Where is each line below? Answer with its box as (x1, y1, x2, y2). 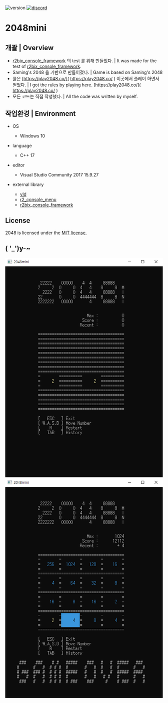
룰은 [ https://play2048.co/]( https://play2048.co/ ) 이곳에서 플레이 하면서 (12, 76, 159, 81)
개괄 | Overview (5, 43, 54, 52)
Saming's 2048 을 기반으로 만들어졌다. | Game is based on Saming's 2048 (12, 69, 163, 75)
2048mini (5, 23, 46, 34)
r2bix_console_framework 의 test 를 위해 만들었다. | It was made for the (12, 58, 157, 64)
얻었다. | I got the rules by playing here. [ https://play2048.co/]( (12, 82, 141, 88)
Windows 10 (19, 133, 45, 139)
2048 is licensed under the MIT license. (5, 230, 87, 236)
